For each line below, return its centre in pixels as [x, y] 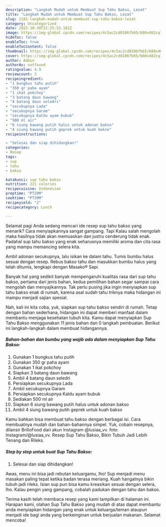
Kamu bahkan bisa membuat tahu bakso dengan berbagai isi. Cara [73, 420]
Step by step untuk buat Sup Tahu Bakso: [49, 452]
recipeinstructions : [27, 134]
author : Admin [20, 60]
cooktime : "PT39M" [24, 198]
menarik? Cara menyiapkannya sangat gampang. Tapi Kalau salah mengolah [83, 231]
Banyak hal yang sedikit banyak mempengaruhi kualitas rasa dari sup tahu [81, 276]
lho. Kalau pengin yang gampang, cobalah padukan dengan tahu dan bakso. [83, 490]
